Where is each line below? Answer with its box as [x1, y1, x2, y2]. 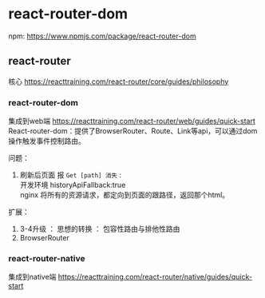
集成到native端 [8, 272, 57, 282]
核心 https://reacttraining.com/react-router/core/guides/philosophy [8, 77, 229, 86]
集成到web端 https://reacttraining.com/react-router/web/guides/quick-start [8, 117, 255, 126]
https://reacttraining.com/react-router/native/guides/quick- [57, 272, 253, 282]
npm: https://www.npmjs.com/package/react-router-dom [8, 31, 197, 41]
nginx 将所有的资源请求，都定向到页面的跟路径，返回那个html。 [19, 190, 230, 200]
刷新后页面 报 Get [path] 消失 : [19, 170, 122, 180]
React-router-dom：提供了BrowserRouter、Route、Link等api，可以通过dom [8, 126, 258, 136]
